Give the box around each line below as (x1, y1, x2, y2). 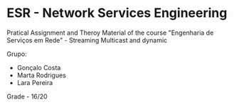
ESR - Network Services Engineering (6, 5, 228, 21)
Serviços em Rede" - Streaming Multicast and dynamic (6, 35, 168, 44)
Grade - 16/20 (6, 92, 48, 101)
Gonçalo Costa (16, 63, 61, 72)
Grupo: (6, 50, 27, 58)
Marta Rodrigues (16, 71, 67, 79)
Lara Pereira (16, 78, 53, 86)
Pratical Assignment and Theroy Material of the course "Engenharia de (6, 28, 214, 37)
